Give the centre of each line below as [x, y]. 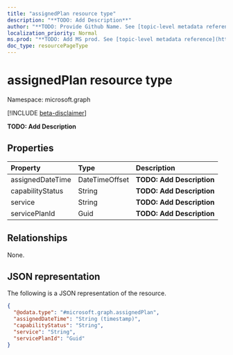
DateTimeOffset [104, 179]
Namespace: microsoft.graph [49, 99]
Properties [31, 148]
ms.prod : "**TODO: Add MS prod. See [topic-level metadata [94, 40]
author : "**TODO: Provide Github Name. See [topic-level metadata [105, 26]
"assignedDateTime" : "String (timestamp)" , [77, 319]
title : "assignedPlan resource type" [62, 14]
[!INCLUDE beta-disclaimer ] [47, 113]
